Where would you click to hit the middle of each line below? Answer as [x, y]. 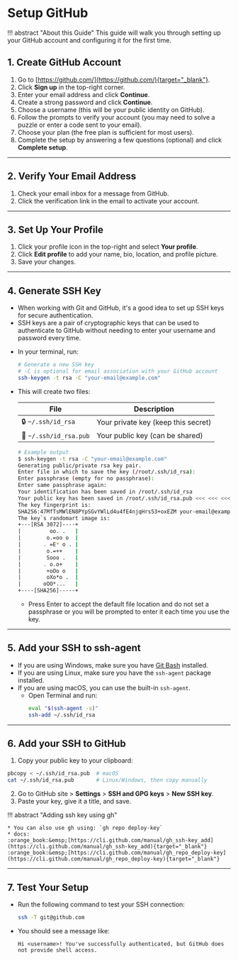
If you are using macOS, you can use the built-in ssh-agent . [104, 687]
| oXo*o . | [48, 578]
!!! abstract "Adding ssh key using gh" [62, 815]
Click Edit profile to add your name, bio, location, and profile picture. [118, 254]
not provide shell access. [57, 950]
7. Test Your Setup [48, 887]
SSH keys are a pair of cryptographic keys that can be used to [108, 323]
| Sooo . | [48, 558]
